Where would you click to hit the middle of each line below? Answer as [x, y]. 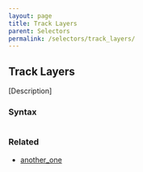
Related [24, 142]
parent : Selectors [39, 31]
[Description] [30, 91]
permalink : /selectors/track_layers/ [72, 39]
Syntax [23, 112]
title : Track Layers [43, 24]
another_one [41, 160]
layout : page [30, 16]
